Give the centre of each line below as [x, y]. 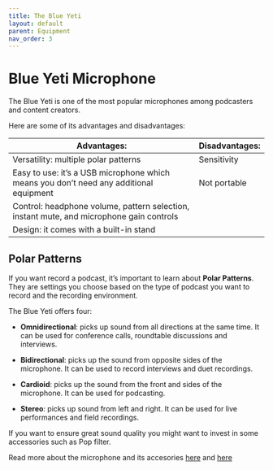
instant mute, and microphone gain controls [95, 216]
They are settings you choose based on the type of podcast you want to [129, 287]
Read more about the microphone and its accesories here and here [121, 457]
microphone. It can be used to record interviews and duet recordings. [136, 368]
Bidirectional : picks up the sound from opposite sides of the [121, 360]
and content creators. [45, 110]
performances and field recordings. [80, 417]
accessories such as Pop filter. [60, 442]
